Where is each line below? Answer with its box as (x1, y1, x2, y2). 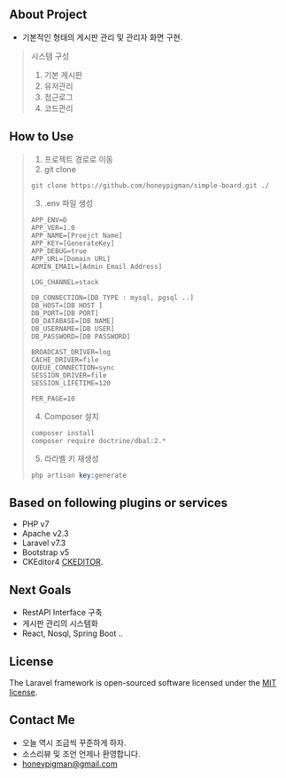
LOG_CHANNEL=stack (30, 277, 99, 287)
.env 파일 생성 (43, 197, 94, 208)
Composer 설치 (43, 410, 99, 421)
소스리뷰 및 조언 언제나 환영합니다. (21, 748, 141, 758)
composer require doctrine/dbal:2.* (30, 436, 166, 445)
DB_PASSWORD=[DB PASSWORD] (30, 332, 131, 341)
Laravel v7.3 (21, 537, 66, 549)
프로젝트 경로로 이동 (43, 154, 113, 164)
